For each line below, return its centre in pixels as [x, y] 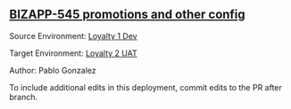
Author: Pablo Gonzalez [53, 70]
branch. [24, 97]
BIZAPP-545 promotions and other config [127, 15]
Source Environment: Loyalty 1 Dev [73, 35]
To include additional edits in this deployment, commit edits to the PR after [146, 87]
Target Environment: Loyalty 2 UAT [73, 53]
